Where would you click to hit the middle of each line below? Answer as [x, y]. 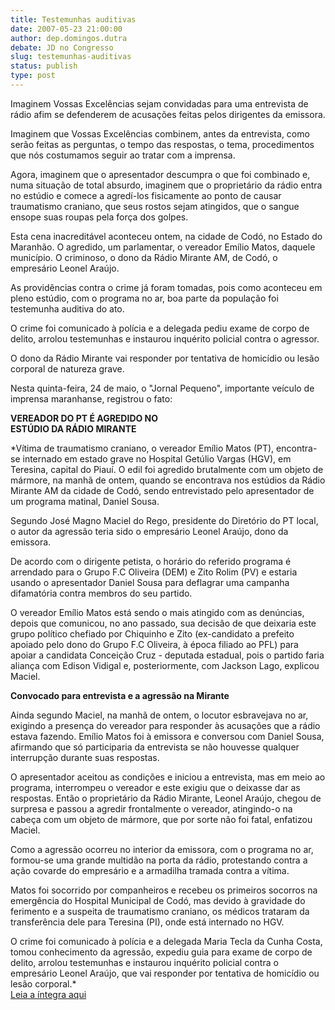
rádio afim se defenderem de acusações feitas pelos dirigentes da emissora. [168, 114]
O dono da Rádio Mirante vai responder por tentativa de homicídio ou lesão [165, 358]
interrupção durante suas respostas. [85, 757]
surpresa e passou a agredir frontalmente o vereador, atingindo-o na [151, 808]
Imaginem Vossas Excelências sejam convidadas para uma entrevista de [159, 103]
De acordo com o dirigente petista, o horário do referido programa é [151, 561]
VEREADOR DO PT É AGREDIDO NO [84, 418]
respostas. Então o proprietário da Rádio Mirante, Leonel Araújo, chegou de [166, 798]
